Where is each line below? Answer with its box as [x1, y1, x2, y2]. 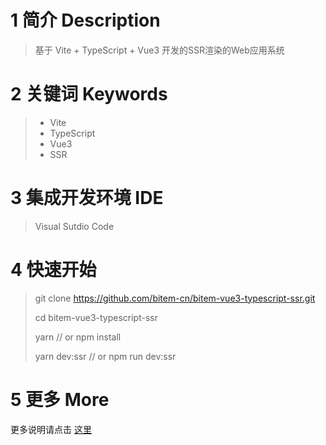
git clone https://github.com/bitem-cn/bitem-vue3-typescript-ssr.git [34, 292, 316, 304]
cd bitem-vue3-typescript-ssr [34, 311, 158, 323]
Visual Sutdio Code [34, 220, 115, 232]
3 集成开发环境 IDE [10, 187, 164, 210]
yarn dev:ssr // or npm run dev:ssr [34, 350, 177, 362]
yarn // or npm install [34, 331, 122, 343]
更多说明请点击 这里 [10, 423, 92, 435]
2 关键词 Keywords [10, 83, 168, 106]
